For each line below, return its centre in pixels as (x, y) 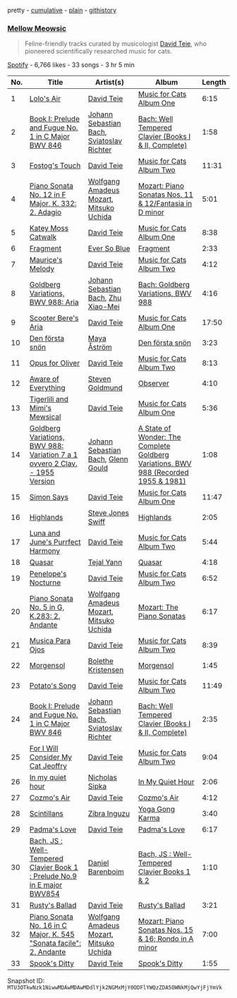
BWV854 (44, 894)
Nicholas (103, 777)
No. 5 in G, (47, 607)
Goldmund (105, 388)
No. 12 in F (48, 195)
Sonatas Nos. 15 (166, 930)
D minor (151, 212)
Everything (47, 388)
